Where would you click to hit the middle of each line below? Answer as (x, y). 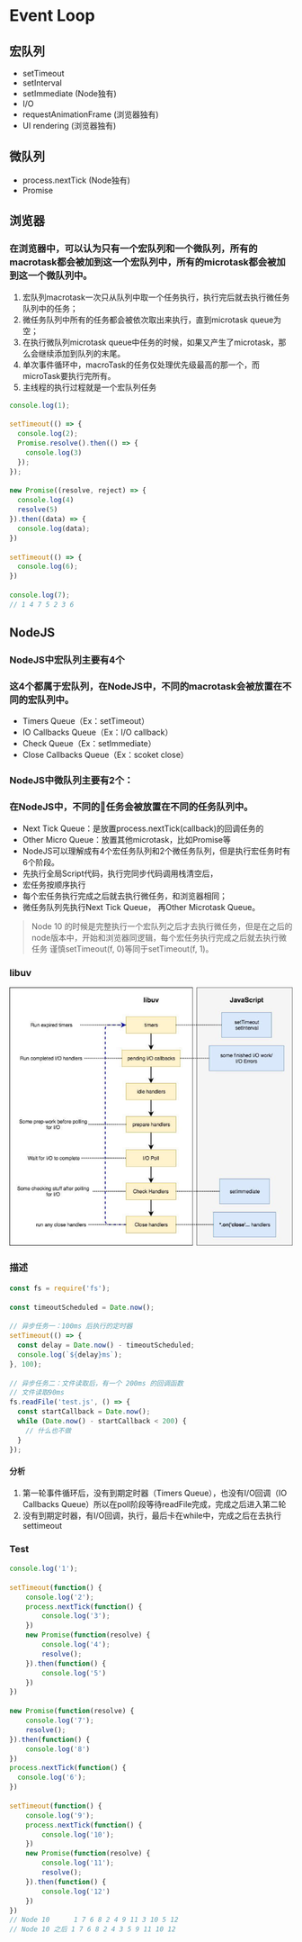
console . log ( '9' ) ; (60, 1815)
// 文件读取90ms (37, 1393)
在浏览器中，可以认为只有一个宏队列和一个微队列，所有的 (133, 248)
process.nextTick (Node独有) (76, 180)
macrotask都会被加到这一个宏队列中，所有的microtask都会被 (143, 262)
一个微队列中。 (60, 275)
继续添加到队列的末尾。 (82, 353)
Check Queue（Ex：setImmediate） (89, 744)
